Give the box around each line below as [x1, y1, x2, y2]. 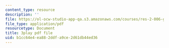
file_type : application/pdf [5, 21, 64, 26]
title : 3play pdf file [5, 30, 53, 35]
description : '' [5, 12, 39, 17]
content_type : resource [5, 7, 55, 12]
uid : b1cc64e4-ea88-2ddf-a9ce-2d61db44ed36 [5, 35, 98, 40]
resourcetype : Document [5, 26, 55, 31]
